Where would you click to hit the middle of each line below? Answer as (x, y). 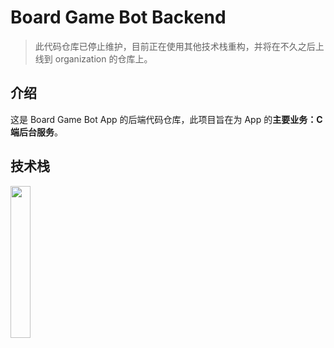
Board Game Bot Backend (118, 17)
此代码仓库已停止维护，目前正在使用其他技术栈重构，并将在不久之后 (175, 46)
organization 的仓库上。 (103, 58)
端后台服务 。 (36, 132)
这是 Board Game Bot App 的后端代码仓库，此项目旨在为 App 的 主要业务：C (166, 119)
